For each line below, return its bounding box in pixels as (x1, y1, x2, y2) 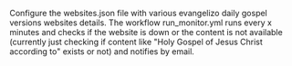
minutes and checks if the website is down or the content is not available (9, 27, 283, 37)
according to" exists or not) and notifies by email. (9, 46, 194, 57)
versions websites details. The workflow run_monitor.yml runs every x (9, 17, 272, 28)
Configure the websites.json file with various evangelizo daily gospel (9, 8, 267, 18)
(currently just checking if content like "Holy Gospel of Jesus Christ (9, 36, 263, 47)
